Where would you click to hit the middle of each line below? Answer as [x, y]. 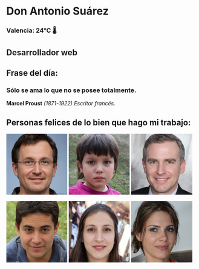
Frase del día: [32, 73]
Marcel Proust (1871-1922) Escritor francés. [61, 104]
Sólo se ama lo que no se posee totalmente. [71, 90]
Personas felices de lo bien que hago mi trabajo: [99, 122]
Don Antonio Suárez [57, 11]
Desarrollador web [42, 52]
